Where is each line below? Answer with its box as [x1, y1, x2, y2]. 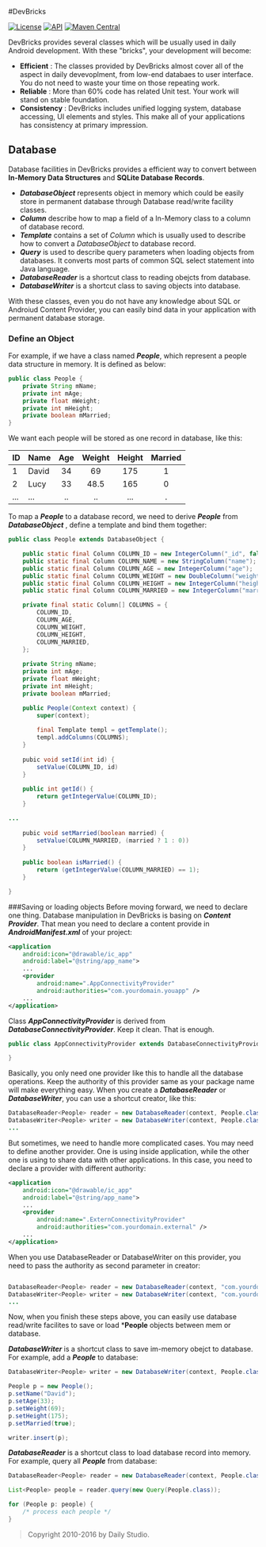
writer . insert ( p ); [8, 1433, 69, 1441]
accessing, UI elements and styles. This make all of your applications [19, 112, 245, 121]
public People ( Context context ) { [22, 704, 136, 712]
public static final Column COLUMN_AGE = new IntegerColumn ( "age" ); [22, 564, 253, 572]
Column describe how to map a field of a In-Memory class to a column [19, 214, 251, 223]
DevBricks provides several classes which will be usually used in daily [8, 37, 237, 47]
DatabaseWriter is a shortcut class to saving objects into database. [19, 281, 241, 291]
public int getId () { [22, 785, 93, 793]
